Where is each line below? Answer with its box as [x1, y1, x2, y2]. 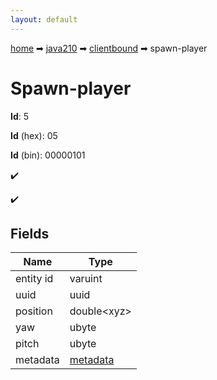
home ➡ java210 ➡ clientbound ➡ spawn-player [10, 42, 208, 54]
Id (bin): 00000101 [10, 149, 86, 161]
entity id [15, 272, 54, 286]
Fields [10, 225, 50, 242]
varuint [69, 272, 103, 286]
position [15, 304, 53, 318]
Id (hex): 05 [10, 129, 58, 141]
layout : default [10, 14, 78, 25]
